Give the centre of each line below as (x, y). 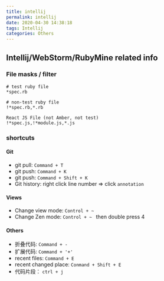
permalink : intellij (32, 17)
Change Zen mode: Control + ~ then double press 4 (80, 217)
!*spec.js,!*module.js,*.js (41, 123)
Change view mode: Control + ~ (54, 211)
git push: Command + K (40, 171)
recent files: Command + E (45, 259)
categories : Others (30, 34)
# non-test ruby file (33, 102)
